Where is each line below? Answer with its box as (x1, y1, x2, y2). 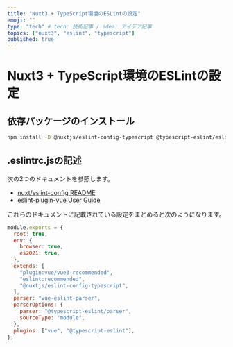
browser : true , (19, 244, 64, 251)
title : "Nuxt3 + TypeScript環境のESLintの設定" (7, 10, 141, 17)
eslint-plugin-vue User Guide (17, 196, 101, 204)
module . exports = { (7, 223, 64, 231)
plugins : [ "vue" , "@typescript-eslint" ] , (13, 327, 135, 334)
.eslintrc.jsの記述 (7, 155, 82, 167)
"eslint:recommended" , (19, 276, 85, 282)
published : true (7, 36, 54, 43)
